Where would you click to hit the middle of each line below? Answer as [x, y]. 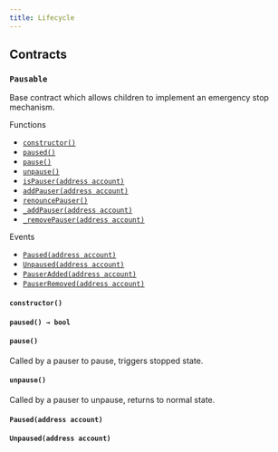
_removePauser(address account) [83, 220]
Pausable [29, 79]
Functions [28, 125]
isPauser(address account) [73, 182]
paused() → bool [40, 322]
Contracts [38, 55]
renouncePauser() [55, 201]
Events [22, 237]
